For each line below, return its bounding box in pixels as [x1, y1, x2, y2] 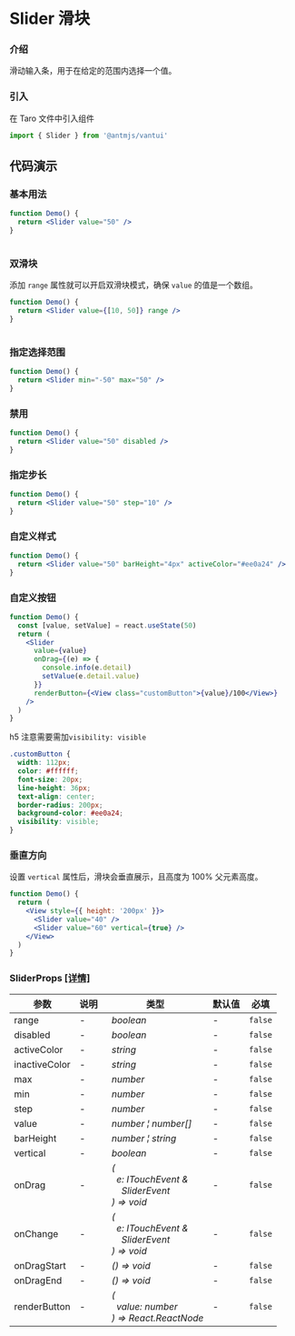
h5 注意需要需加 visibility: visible [9, 731, 147, 742]
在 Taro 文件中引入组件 [9, 113, 95, 124]
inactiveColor [14, 1058, 71, 1070]
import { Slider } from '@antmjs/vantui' [9, 131, 169, 140]
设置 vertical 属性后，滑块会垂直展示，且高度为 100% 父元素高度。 [9, 871, 263, 882]
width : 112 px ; [17, 758, 71, 768]
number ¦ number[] [111, 1117, 192, 1130]
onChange [14, 1227, 59, 1240]
